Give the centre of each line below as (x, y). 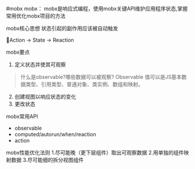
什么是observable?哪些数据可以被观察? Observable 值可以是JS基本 (101, 77)
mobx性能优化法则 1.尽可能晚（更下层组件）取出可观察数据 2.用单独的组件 (95, 153)
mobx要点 (18, 52)
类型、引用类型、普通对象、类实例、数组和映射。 (84, 84)
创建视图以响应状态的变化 (45, 96)
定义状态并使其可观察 (40, 64)
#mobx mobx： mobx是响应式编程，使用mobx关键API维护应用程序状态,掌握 (97, 8)
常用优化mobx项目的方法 (36, 16)
